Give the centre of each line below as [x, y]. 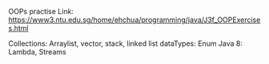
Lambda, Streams [37, 52]
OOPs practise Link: [41, 11]
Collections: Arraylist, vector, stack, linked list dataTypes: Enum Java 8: [125, 43]
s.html [18, 28]
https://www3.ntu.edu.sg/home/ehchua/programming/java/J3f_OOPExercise [134, 20]
